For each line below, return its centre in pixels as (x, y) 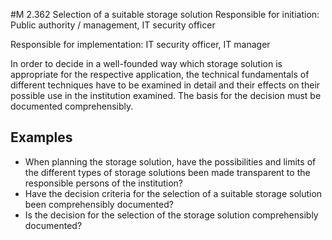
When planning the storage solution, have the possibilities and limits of (170, 161)
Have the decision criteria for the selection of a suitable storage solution (173, 193)
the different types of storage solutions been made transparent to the (167, 172)
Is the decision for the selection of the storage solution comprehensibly (171, 215)
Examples (41, 137)
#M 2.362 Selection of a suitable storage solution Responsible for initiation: (165, 14)
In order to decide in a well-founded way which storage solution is (146, 63)
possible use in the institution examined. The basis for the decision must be (166, 95)
